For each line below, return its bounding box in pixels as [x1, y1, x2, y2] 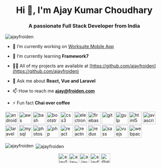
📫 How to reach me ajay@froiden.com [12, 88, 95, 94]
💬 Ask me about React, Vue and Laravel [12, 78, 96, 84]
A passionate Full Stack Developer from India [28, 23, 140, 30]
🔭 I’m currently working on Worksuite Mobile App [12, 44, 114, 50]
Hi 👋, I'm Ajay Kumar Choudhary [16, 5, 153, 16]
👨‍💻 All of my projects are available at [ [12, 63, 91, 69]
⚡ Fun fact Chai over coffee [12, 100, 70, 106]
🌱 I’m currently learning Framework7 [12, 53, 89, 59]
